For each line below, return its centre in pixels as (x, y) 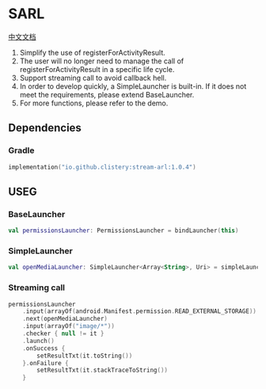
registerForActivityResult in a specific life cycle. (97, 69)
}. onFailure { (46, 363)
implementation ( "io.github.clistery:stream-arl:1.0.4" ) (102, 167)
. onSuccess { (44, 348)
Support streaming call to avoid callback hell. (93, 78)
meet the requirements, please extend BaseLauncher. (107, 94)
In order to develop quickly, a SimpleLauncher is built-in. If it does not (133, 86)
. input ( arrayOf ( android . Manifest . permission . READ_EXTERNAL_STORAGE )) (140, 311)
